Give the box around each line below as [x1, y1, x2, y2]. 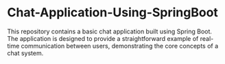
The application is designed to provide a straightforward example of [7, 34, 199, 42]
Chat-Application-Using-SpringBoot [7, 5, 218, 20]
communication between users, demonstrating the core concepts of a [21, 42, 219, 50]
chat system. [7, 49, 44, 57]
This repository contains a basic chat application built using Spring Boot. [7, 27, 213, 35]
